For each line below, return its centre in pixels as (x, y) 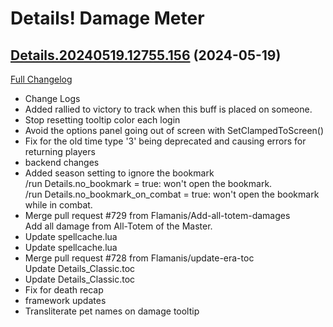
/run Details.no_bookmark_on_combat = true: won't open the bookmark (172, 194)
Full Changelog (41, 79)
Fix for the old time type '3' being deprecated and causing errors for (165, 141)
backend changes (62, 162)
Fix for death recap (64, 290)
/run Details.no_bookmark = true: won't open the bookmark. (148, 183)
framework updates (65, 300)
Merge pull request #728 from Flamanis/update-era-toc (139, 258)
